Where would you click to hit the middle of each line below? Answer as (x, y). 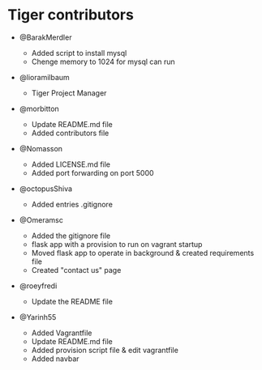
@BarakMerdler (45, 37)
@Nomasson (41, 148)
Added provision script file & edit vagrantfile (105, 350)
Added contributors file (70, 133)
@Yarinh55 (38, 317)
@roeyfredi (38, 286)
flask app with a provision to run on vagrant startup (117, 244)
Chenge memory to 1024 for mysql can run (103, 62)
